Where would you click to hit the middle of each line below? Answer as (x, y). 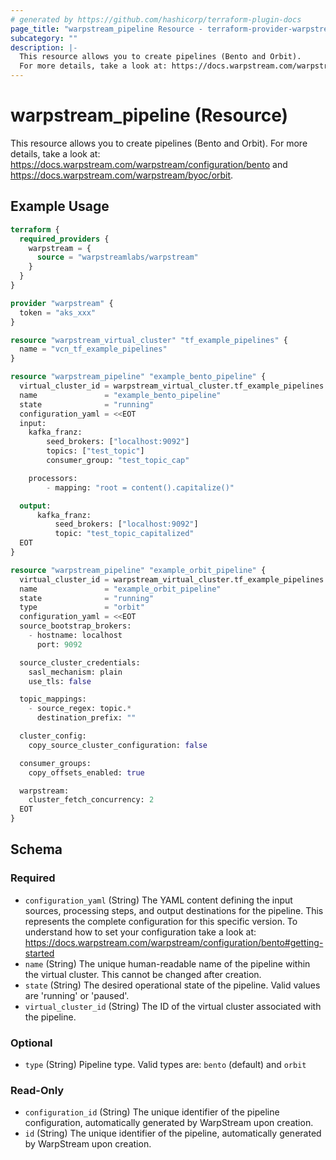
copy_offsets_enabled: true (86, 772)
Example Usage (60, 206)
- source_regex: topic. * (80, 709)
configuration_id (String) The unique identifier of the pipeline (152, 1112)
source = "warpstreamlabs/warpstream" (117, 257)
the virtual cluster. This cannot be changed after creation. (143, 974)
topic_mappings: (53, 699)
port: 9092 (59, 644)
